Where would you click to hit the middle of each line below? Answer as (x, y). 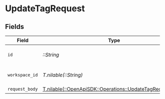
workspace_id (23, 75)
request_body (23, 89)
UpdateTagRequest (45, 9)
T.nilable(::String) (63, 75)
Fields (15, 27)
